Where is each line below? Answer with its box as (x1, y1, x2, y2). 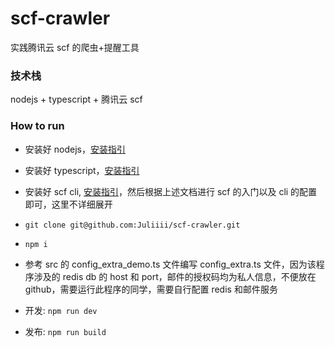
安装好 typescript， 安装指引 (24, 164, 140, 176)
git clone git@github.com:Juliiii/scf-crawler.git (24, 220, 241, 230)
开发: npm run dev (24, 304, 98, 316)
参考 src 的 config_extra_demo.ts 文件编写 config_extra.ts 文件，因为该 (24, 258, 317, 270)
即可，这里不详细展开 (24, 198, 113, 210)
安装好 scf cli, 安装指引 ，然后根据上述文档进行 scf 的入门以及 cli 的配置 (24, 185, 318, 197)
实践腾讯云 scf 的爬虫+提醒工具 (10, 41, 140, 53)
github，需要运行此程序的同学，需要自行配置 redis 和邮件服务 (24, 283, 278, 295)
